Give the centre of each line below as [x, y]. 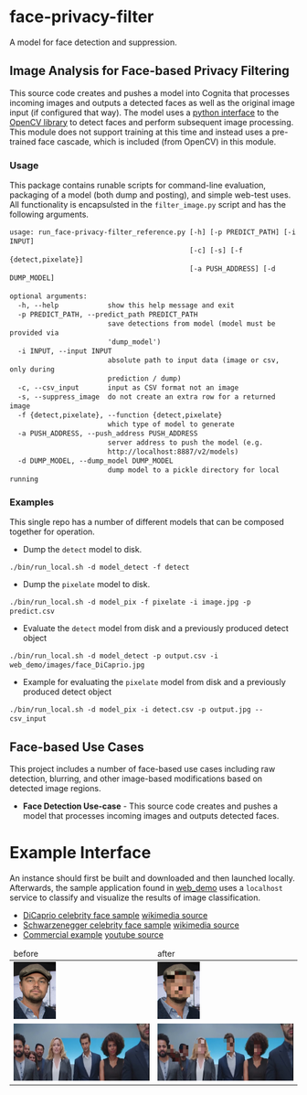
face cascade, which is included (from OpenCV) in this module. [157, 141]
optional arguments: [49, 296]
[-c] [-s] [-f [217, 251]
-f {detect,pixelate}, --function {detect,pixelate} [120, 415]
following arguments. [49, 215]
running [24, 479]
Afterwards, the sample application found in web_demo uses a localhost [146, 888]
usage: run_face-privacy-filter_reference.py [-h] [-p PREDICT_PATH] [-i [153, 232]
